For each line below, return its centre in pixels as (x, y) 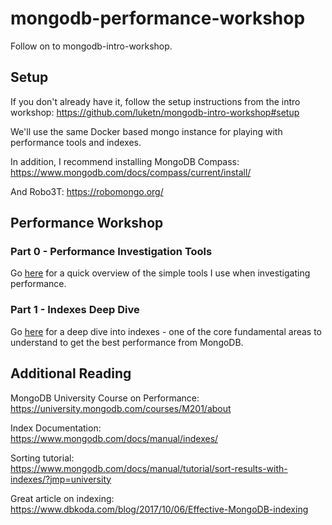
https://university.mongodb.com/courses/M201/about (121, 408)
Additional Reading (71, 373)
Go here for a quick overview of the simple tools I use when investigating (160, 273)
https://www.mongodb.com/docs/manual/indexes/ (114, 438)
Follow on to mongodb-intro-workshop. (91, 46)
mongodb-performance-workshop (158, 18)
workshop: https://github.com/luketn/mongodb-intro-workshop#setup (155, 112)
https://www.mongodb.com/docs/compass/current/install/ (131, 172)
